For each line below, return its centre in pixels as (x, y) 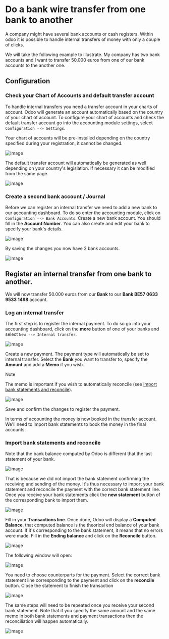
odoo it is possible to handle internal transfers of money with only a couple (83, 39)
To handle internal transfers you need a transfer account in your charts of (81, 107)
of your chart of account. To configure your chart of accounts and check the (84, 117)
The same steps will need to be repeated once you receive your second (80, 605)
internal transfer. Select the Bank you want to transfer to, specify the (76, 359)
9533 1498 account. (26, 300)
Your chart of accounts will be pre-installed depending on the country (78, 138)
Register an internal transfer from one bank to (78, 274)
